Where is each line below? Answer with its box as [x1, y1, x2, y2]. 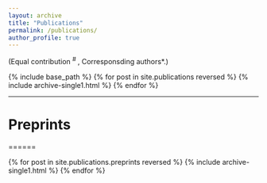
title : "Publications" [8, 19, 83, 27]
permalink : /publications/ [8, 26, 98, 34]
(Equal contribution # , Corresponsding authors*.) [8, 55, 169, 66]
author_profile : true [8, 33, 80, 42]
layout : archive [8, 11, 62, 20]
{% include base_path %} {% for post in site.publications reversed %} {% [8, 72, 249, 82]
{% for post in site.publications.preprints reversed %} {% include [8, 157, 221, 166]
